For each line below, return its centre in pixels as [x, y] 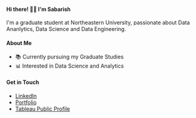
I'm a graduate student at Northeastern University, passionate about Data [98, 23]
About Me [19, 43]
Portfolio [26, 102]
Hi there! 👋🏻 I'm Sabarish [39, 9]
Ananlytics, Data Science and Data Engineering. [66, 29]
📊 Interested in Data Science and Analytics [69, 66]
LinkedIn [26, 95]
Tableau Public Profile [43, 109]
